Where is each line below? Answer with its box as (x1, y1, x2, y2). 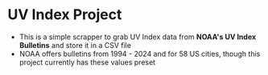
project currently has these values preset (19, 57, 156, 67)
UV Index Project (7, 6, 122, 24)
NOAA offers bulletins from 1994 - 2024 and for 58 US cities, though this (19, 49, 261, 58)
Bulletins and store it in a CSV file (19, 40, 132, 49)
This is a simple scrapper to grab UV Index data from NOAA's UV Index (19, 32, 257, 41)
